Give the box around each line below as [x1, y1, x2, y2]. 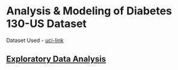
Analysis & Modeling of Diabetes [6, 4, 173, 18]
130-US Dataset [6, 17, 87, 31]
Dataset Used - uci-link [6, 36, 64, 44]
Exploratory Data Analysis [6, 54, 106, 64]
